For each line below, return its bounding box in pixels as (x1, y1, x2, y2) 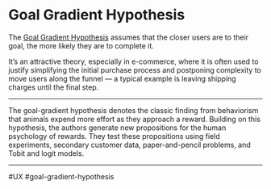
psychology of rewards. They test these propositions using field (8, 131, 220, 141)
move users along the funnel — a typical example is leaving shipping (8, 73, 236, 83)
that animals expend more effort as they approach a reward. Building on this (8, 114, 261, 124)
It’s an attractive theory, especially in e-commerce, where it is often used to (8, 57, 259, 66)
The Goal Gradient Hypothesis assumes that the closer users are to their (8, 32, 248, 42)
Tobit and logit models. (8, 148, 85, 158)
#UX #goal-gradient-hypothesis (8, 171, 115, 181)
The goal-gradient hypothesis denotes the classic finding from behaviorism (8, 105, 259, 115)
